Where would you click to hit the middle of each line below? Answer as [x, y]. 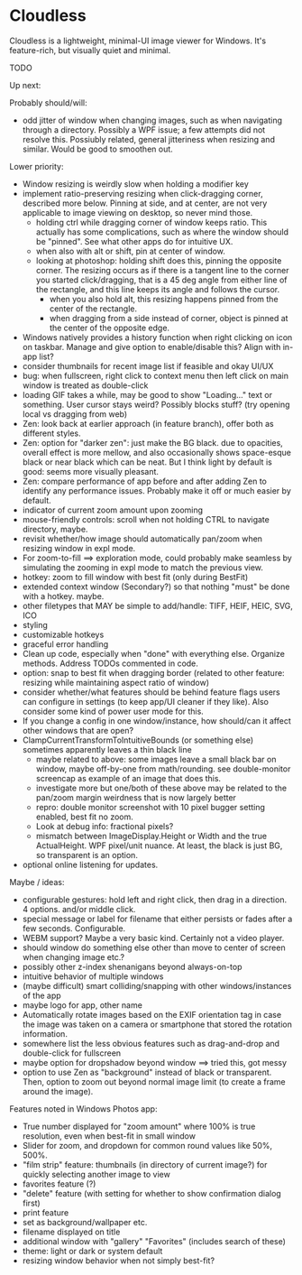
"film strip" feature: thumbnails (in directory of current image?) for [145, 1164]
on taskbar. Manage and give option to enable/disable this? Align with [151, 346]
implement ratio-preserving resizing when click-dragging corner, [142, 193]
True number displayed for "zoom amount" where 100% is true [139, 1126]
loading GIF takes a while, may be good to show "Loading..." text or [147, 394]
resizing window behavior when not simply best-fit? [118, 1261]
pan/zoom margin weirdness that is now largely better [136, 797]
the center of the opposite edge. [109, 328]
